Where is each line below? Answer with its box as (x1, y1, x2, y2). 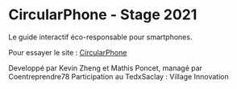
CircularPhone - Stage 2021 (8, 6, 197, 24)
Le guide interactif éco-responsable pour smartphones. (8, 32, 193, 42)
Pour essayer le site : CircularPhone (8, 47, 127, 57)
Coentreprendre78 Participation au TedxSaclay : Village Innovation (8, 71, 229, 81)
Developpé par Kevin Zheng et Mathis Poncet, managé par (8, 63, 203, 73)
